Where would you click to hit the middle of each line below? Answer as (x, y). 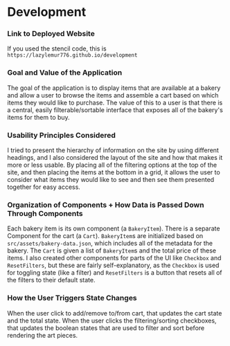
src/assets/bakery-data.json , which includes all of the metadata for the (110, 244)
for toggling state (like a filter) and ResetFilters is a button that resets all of (115, 273)
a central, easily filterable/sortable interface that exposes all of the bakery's (115, 110)
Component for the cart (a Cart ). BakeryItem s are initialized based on (105, 236)
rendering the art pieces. (43, 335)
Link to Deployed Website (51, 34)
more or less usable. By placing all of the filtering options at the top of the (112, 165)
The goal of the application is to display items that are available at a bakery (114, 88)
